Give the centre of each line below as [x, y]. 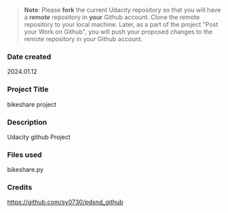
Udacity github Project [39, 137]
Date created [29, 56]
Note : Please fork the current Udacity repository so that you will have [122, 10]
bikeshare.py [25, 170]
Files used [25, 155]
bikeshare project [32, 104]
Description [27, 122]
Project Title [28, 90]
